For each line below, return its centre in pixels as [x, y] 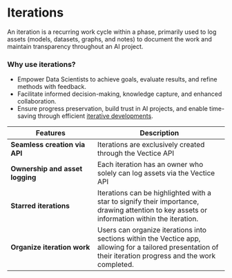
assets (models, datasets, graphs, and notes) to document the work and [110, 39]
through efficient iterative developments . [95, 116]
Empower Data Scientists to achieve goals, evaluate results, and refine [117, 79]
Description [159, 133]
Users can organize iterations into [152, 230]
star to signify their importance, [148, 201]
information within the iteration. [148, 219]
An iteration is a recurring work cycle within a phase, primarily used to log [112, 32]
